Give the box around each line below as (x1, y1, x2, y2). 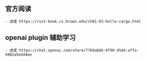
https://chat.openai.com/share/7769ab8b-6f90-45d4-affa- (19, 48, 139, 53)
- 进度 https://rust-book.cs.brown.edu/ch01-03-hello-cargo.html (5, 19, 141, 24)
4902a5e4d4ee (5, 52, 32, 57)
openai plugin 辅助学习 (5, 33, 76, 42)
